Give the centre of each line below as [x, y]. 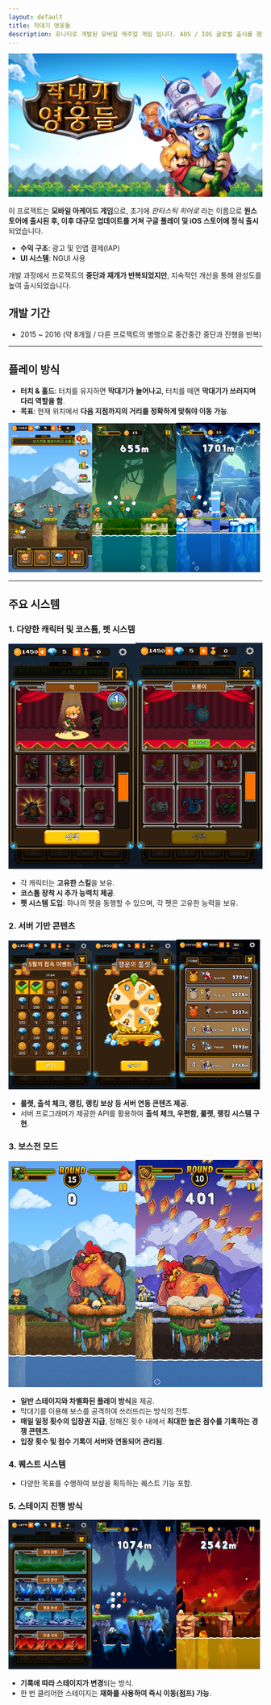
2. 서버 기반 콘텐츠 [42, 926]
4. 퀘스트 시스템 [37, 1464]
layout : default [35, 17]
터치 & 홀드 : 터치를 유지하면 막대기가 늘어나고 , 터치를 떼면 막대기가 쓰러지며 [138, 391]
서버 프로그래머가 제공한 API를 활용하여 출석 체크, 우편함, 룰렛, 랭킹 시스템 [135, 1113]
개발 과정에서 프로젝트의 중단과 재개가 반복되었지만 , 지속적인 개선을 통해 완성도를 [135, 275]
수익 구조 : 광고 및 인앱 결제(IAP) [70, 248]
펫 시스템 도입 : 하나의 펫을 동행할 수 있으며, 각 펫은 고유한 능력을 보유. [129, 903]
